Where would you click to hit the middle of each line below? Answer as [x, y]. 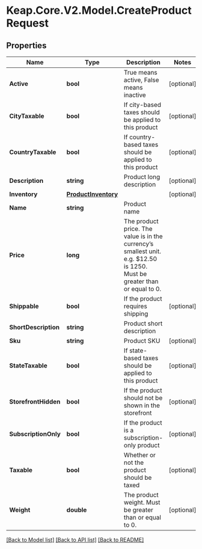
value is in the [143, 236]
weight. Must [142, 502]
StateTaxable [28, 366]
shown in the [142, 405]
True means [140, 72]
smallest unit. [142, 251]
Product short [143, 324]
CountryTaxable [33, 152]
